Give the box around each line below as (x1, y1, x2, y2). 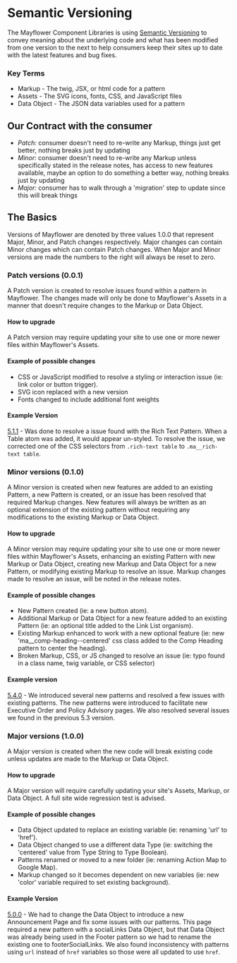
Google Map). (17, 863, 58, 872)
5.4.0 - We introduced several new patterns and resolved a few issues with (7, 691, 225, 699)
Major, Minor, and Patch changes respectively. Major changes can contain (7, 238, 223, 246)
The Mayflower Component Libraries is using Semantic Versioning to (7, 28, 207, 37)
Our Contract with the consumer (7, 120, 153, 132)
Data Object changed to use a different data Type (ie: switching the (17, 841, 213, 849)
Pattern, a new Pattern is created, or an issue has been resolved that (7, 490, 207, 499)
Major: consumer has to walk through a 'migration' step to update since (17, 183, 226, 192)
